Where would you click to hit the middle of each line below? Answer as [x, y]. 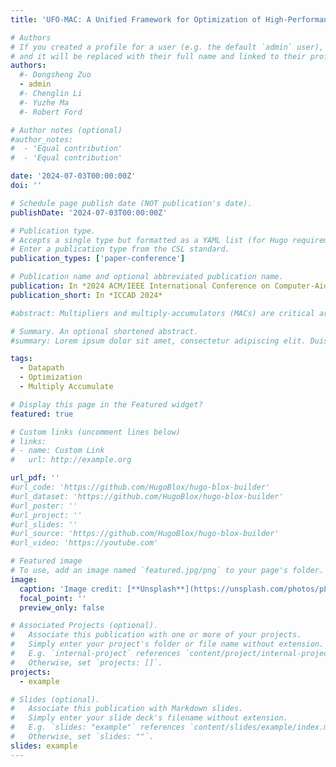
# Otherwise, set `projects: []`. [86, 662]
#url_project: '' [46, 515]
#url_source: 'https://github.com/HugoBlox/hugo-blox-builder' [145, 534]
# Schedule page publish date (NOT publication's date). [131, 203]
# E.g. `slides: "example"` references [98, 727]
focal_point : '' [53, 598]
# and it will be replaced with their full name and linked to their [158, 56]
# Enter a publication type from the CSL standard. [120, 249]
